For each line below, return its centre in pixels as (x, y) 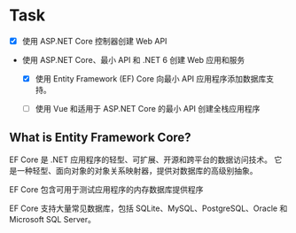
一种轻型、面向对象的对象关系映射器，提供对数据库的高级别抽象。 (137, 170)
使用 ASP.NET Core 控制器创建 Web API (94, 41)
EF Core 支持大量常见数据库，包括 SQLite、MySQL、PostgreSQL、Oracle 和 (148, 208)
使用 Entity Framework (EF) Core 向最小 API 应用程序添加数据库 (151, 79)
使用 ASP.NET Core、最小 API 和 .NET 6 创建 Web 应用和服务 (133, 60)
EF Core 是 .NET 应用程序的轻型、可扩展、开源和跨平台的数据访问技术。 (141, 159)
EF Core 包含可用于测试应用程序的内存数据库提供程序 (106, 189)
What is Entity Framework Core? (101, 137)
